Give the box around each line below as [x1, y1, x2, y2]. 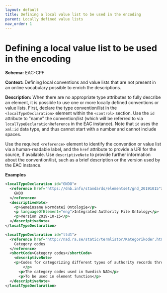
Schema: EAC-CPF [5, 70, 45, 76]
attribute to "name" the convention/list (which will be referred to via [5, 116, 143, 122]
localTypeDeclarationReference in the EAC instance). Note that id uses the [5, 121, 158, 127]
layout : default [5, 7, 39, 12]
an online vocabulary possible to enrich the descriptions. [5, 85, 122, 91]
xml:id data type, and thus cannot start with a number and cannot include [5, 126, 157, 132]
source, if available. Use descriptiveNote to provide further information [5, 151, 151, 157]
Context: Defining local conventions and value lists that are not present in [5, 79, 156, 85]
